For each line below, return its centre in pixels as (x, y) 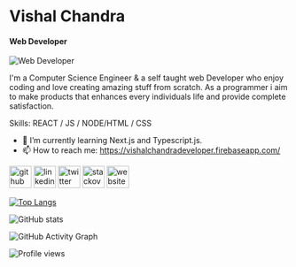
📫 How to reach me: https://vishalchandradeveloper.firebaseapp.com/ (151, 150)
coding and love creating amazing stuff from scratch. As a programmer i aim (148, 88)
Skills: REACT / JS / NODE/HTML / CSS (81, 123)
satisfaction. (32, 106)
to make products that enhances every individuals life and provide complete (148, 97)
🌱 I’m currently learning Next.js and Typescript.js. (112, 141)
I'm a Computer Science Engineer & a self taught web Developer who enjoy (147, 78)
